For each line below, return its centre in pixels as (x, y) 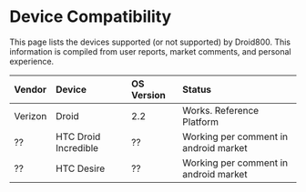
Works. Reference (220, 110)
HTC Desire (81, 168)
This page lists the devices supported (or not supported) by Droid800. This (150, 42)
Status (197, 89)
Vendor (31, 89)
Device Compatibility (91, 17)
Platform (200, 122)
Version (148, 95)
